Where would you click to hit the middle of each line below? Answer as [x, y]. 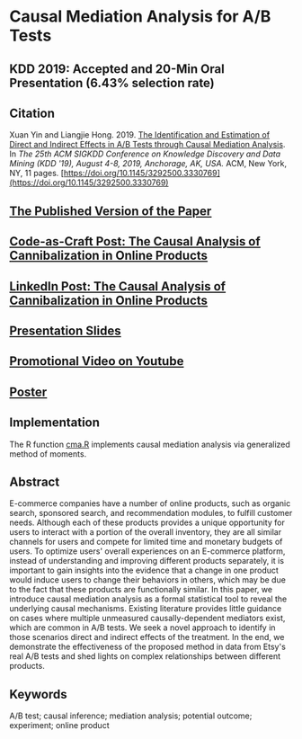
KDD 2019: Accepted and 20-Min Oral [117, 69]
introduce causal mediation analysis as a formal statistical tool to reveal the [148, 599]
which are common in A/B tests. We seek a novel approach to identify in [142, 628]
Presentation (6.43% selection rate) [112, 83]
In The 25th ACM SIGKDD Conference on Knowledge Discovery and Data [145, 154]
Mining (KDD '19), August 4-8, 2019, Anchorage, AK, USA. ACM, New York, [148, 164]
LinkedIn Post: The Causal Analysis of [118, 286]
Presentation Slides [65, 330]
